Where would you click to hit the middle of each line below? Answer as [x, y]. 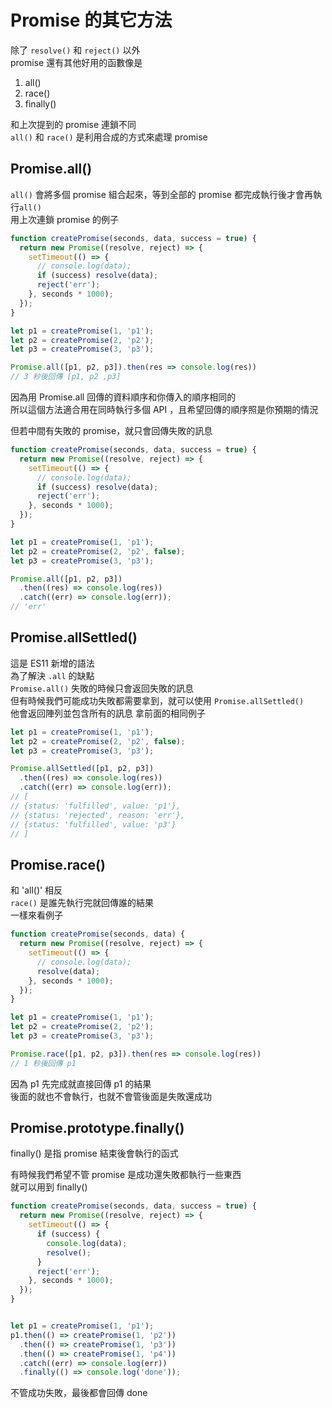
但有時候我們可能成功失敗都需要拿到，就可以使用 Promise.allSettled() [157, 700]
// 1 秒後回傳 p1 [43, 1063]
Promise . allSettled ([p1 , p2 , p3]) [82, 769]
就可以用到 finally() [49, 1187]
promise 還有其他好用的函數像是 [76, 62]
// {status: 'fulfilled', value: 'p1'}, [96, 806]
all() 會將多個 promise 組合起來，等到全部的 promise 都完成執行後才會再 [161, 194]
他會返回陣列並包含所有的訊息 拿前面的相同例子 [108, 713]
